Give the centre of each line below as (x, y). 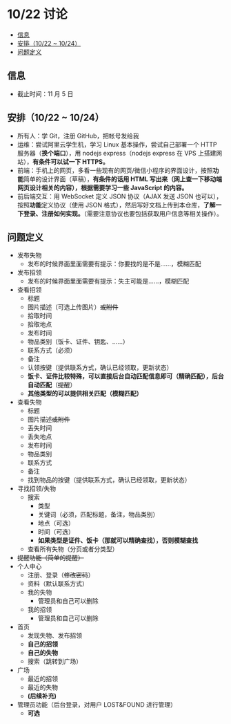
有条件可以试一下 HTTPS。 (70, 161)
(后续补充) (42, 696)
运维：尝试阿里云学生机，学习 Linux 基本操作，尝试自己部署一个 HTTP (117, 144)
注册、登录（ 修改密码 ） (61, 575)
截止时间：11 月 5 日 (45, 93)
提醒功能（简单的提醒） (50, 558)
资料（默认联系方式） (58, 584)
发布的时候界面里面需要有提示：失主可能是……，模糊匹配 (108, 281)
